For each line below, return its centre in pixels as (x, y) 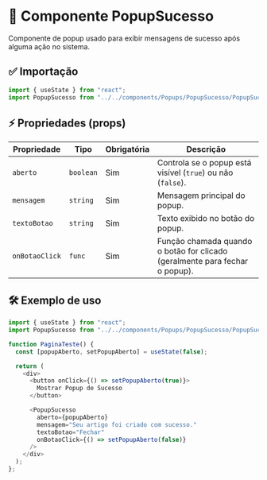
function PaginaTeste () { (51, 344)
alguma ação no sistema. (49, 46)
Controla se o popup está (204, 163)
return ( (30, 366)
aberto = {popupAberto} (73, 417)
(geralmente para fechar (203, 261)
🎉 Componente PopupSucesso (111, 16)
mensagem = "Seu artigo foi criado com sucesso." (117, 424)
